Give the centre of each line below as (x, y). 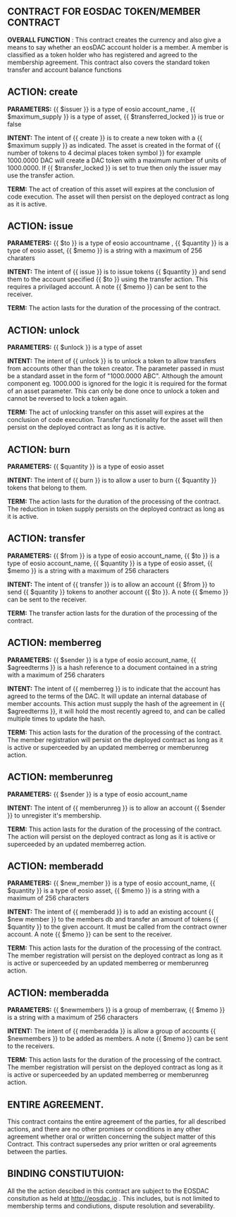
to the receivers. (31, 1046)
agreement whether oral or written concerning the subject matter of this (112, 1136)
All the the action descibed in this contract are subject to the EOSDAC (108, 1191)
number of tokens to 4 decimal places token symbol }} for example (104, 153)
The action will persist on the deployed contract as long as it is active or (112, 836)
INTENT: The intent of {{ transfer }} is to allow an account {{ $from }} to (111, 584)
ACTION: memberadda (58, 993)
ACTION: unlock (43, 330)
